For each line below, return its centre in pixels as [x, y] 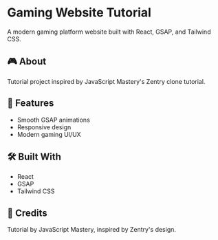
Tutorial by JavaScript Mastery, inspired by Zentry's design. [92, 230]
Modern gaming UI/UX [49, 134]
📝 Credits [28, 213]
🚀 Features [31, 103]
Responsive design [44, 127]
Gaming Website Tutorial [79, 13]
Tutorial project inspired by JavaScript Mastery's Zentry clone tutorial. [106, 81]
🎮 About [27, 62]
